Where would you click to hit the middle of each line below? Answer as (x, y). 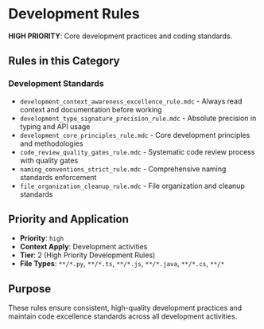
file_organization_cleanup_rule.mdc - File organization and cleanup (132, 186)
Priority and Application (69, 219)
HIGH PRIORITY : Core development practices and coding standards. (120, 36)
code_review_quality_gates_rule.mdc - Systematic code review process (137, 151)
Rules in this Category (64, 61)
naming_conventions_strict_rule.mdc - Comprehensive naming (123, 169)
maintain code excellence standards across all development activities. (123, 316)
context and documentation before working (91, 109)
